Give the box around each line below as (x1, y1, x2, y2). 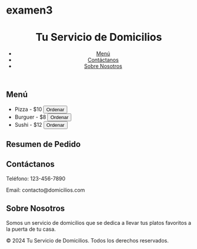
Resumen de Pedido (6, 139, 81, 149)
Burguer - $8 (14, 113, 46, 120)
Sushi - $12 (14, 121, 42, 128)
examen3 (6, 4, 53, 17)
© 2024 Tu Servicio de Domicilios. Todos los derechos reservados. (6, 237, 169, 244)
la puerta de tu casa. (6, 225, 56, 232)
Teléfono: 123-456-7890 (6, 175, 66, 182)
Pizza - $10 (14, 106, 42, 113)
